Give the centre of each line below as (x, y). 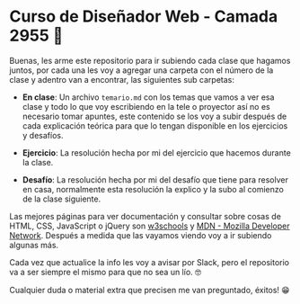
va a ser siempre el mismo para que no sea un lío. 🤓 (106, 272)
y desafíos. (43, 135)
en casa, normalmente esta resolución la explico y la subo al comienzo (153, 189)
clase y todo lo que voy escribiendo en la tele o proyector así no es (146, 106)
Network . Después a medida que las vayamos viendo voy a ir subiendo (141, 235)
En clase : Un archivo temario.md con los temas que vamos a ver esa (148, 97)
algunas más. (34, 245)
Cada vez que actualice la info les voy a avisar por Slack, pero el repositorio (150, 262)
